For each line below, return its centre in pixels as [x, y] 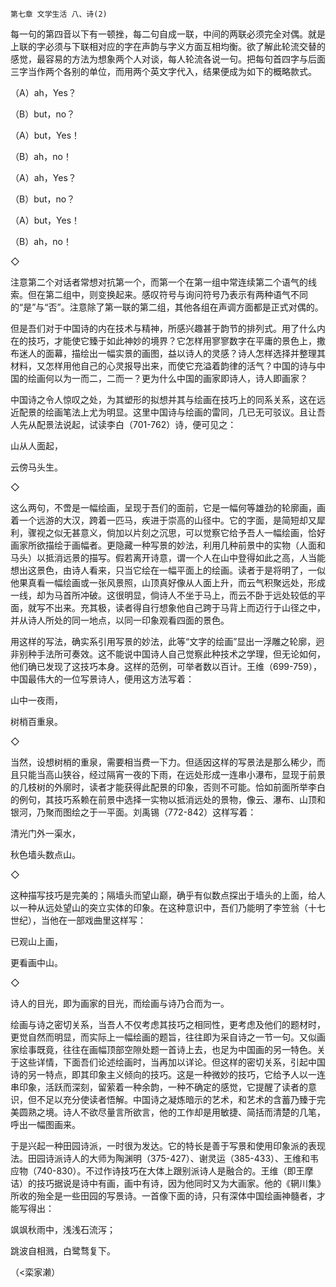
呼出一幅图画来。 [45, 1124]
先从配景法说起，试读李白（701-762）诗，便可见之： [127, 424]
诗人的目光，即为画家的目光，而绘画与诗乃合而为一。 [120, 1003]
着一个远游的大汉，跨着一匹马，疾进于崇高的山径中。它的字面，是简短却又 [163, 520]
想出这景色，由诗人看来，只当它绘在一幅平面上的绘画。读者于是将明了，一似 [168, 570]
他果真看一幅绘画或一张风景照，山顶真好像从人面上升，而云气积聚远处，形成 [168, 582]
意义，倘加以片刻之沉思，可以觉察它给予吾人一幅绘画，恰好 [202, 532]
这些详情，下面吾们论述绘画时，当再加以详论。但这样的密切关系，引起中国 [172, 1062]
